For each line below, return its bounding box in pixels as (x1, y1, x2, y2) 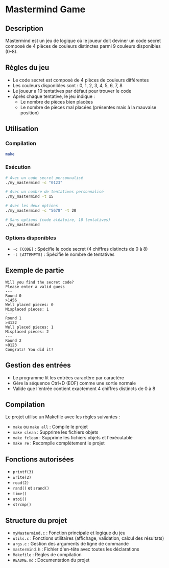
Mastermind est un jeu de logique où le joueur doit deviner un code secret (5, 37, 161, 44)
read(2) (12, 480, 29, 485)
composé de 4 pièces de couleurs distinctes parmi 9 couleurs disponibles (5, 43, 161, 49)
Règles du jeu (5, 63, 50, 72)
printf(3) (12, 470, 34, 475)
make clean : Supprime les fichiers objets (12, 429, 99, 435)
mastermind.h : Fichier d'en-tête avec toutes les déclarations (12, 546, 139, 552)
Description (5, 24, 43, 33)
